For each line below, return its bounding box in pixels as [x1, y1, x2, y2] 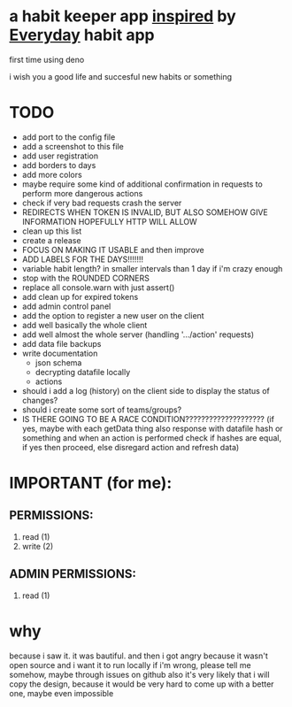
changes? [21, 395, 58, 405]
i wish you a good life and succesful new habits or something [9, 71, 233, 81]
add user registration [21, 150, 99, 161]
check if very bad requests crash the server [21, 197, 182, 208]
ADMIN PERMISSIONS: [9, 566, 137, 581]
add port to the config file [21, 131, 116, 142]
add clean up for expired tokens [21, 291, 139, 302]
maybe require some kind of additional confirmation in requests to [21, 179, 263, 189]
